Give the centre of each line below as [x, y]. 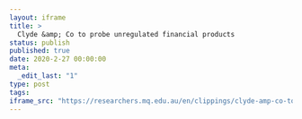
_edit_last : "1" [48, 76]
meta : [19, 68]
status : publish [40, 42]
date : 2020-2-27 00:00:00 [58, 59]
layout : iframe [38, 17]
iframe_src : [31, 101]
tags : [19, 92]
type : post [30, 84]
